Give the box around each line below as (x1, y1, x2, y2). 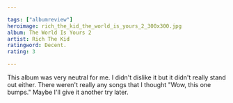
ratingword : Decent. (7, 42, 67, 49)
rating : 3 (7, 48, 36, 55)
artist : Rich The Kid (7, 35, 70, 42)
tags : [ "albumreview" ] (7, 16, 73, 23)
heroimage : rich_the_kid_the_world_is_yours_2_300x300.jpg (7, 22, 182, 30)
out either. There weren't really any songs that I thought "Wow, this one (7, 81, 211, 88)
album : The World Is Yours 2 (7, 29, 92, 36)
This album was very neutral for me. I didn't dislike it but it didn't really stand (7, 73, 226, 82)
